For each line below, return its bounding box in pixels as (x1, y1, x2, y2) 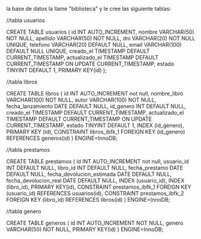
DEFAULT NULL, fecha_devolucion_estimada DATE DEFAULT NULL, (6, 171, 172, 178)
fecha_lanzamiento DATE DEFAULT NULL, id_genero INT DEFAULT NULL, (6, 103, 186, 110)
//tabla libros (6, 78, 38, 85)
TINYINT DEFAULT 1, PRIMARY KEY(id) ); (6, 67, 107, 74)
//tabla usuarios (6, 17, 45, 23)
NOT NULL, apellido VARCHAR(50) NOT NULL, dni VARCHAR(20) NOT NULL (6, 35, 196, 41)
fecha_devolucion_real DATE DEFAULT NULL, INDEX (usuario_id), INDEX (6, 177, 185, 184)
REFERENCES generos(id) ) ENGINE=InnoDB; (6, 135, 118, 142)
